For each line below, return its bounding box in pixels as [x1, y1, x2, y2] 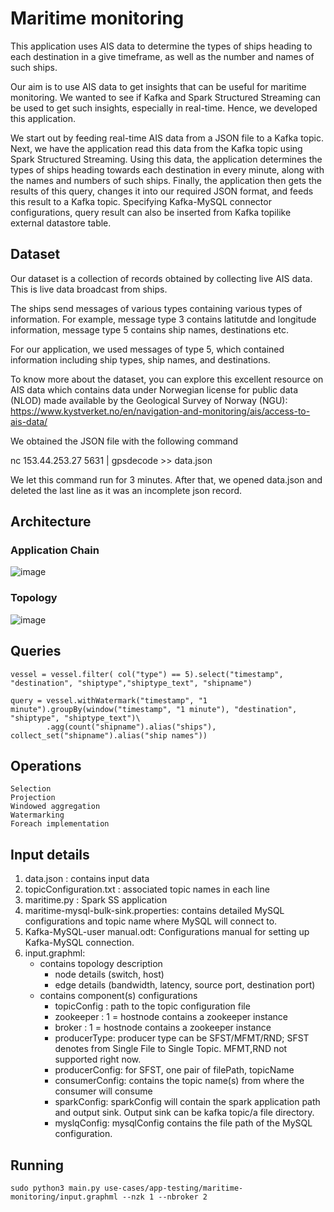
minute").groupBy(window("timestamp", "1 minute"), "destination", [10, 704, 298, 714]
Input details [10, 846, 90, 863]
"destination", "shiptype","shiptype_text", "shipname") [10, 678, 253, 688]
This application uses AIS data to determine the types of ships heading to [10, 40, 313, 52]
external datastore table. [10, 217, 112, 229]
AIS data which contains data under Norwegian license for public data [10, 383, 298, 396]
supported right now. [54, 1053, 142, 1066]
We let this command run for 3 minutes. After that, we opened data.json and [10, 473, 323, 486]
